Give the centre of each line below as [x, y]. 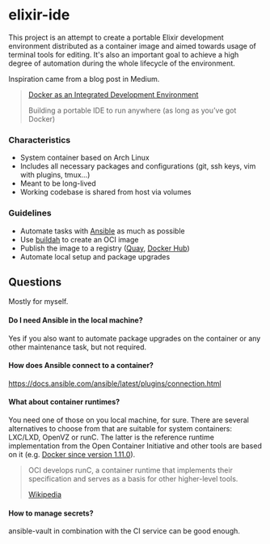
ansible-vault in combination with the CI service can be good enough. [124, 531]
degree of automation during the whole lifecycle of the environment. [122, 63]
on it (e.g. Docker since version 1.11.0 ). [72, 454]
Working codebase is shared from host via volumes [105, 192]
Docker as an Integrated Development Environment [113, 94]
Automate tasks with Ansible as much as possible [102, 231]
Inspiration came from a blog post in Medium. [84, 79]
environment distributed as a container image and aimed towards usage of [132, 45]
